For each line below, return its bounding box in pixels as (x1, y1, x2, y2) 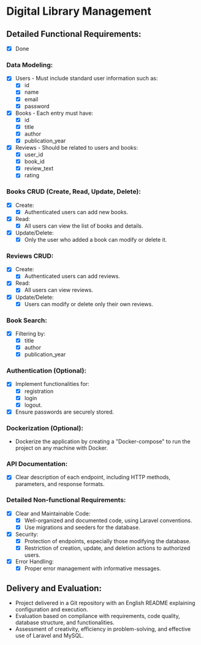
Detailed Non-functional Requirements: (6, 496, 126, 504)
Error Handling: (15, 558, 54, 565)
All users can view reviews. (24, 287, 94, 294)
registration (24, 387, 54, 395)
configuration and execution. (15, 606, 88, 613)
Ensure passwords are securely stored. (15, 408, 115, 415)
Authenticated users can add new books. (24, 208, 129, 215)
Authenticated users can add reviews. (24, 272, 121, 280)
